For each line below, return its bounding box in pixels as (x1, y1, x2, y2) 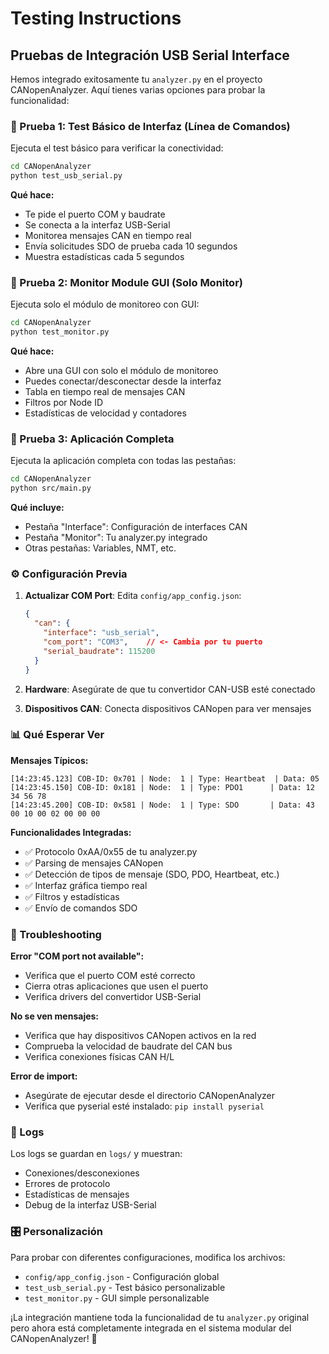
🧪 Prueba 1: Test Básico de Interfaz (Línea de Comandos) (10, 119, 291, 133)
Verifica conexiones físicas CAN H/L (24, 1051, 175, 1063)
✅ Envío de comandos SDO (24, 902, 138, 914)
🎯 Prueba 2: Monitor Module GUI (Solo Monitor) (10, 275, 243, 289)
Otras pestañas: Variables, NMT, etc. (24, 542, 177, 554)
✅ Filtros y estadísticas (24, 890, 120, 902)
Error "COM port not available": (10, 950, 145, 962)
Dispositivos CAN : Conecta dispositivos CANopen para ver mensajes (24, 702, 312, 714)
